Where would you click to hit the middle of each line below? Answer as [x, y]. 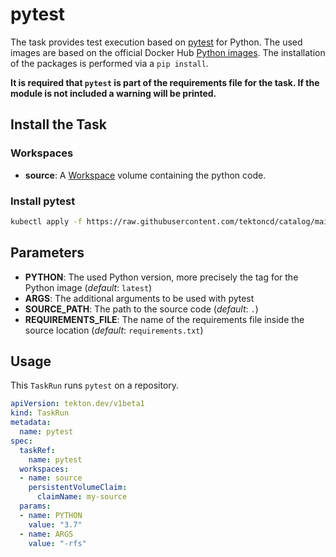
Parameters [47, 253]
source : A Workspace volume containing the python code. [145, 175]
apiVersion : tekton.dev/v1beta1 [77, 404]
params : [35, 506]
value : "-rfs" [57, 543]
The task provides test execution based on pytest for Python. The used [156, 42]
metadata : [31, 423]
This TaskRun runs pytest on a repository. [95, 385]
